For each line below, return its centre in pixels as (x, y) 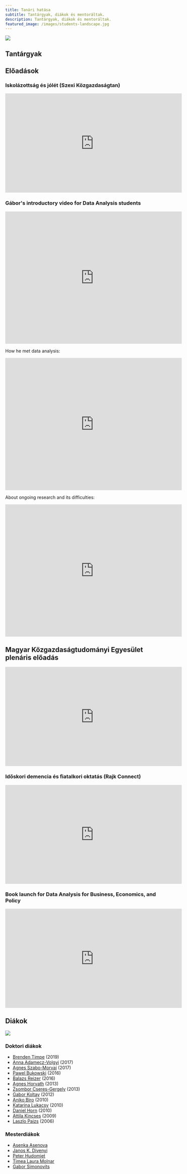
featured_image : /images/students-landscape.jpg (57, 24)
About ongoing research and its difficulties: (50, 497)
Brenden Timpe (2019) (36, 1057)
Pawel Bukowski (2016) (37, 1073)
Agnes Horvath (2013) (36, 1084)
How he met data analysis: (33, 351)
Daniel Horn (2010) (32, 1111)
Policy (13, 900)
